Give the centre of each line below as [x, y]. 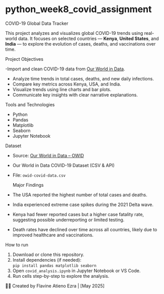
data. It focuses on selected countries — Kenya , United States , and [88, 38]
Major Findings [28, 185]
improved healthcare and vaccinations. [53, 235]
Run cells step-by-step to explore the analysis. [61, 276]
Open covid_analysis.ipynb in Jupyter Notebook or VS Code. [76, 270]
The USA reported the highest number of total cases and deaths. [80, 195]
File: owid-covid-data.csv [39, 175]
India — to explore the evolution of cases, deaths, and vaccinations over [80, 44]
